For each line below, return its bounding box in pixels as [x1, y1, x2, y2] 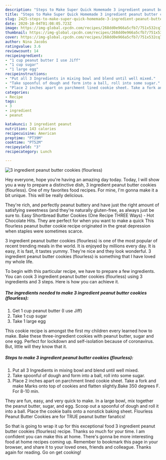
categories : [5, 90, 30, 95]
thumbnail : [5, 30, 28, 35]
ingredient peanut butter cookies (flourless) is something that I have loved [5, 253, 156, 259]
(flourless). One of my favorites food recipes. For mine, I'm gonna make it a [5, 187, 158, 193]
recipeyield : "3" [5, 145, 41, 150]
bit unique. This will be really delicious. [5, 192, 84, 198]
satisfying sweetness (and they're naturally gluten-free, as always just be [5, 207, 155, 213]
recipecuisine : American [5, 131, 56, 136]
